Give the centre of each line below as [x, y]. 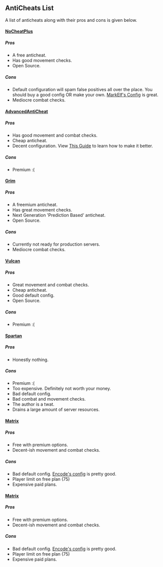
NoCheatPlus [19, 31]
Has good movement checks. [42, 60]
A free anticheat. [29, 55]
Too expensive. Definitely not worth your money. [61, 389]
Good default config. [33, 295]
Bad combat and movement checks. [49, 399]
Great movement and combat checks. [51, 285]
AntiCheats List [29, 8]
